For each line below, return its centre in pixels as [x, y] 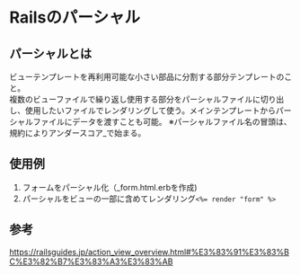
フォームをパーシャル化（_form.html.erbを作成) [110, 187]
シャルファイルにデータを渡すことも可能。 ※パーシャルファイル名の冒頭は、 [150, 122]
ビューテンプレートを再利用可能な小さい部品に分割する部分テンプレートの [147, 77]
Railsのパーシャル [75, 18]
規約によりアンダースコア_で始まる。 [78, 133]
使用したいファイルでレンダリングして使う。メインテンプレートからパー [158, 111]
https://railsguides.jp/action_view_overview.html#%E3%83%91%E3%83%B [150, 252]
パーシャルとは [51, 53]
